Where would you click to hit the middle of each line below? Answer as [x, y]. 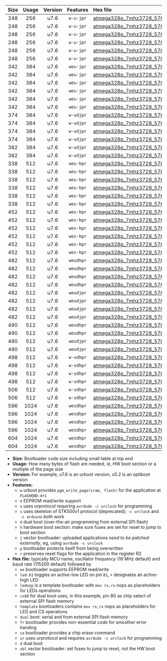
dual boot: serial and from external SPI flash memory [74, 617]
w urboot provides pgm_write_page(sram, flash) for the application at [90, 490]
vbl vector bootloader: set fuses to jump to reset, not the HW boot [87, 649]
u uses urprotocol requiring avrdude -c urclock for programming [86, 506]
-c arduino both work [42, 517]
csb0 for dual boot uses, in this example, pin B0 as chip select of [85, 596]
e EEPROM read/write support [50, 501]
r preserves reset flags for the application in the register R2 [81, 553]
